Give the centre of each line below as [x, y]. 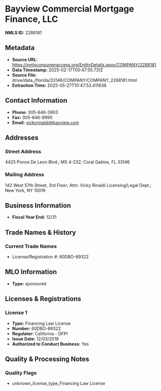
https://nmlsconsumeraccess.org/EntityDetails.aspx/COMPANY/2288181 [84, 64]
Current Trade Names [31, 246]
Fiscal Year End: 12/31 [34, 217]
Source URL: [25, 60]
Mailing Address [25, 174]
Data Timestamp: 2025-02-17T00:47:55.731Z [58, 70]
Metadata [20, 48]
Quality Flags [21, 373]
